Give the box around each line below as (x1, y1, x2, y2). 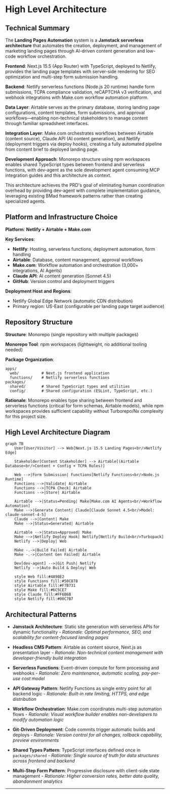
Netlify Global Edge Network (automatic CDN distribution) (12, 298, 133, 304)
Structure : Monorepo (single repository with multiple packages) (5, 331, 139, 337)
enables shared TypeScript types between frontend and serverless (5, 162, 145, 168)
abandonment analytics (12, 778, 63, 784)
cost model (21, 676, 45, 682)
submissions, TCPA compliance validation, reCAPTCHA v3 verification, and (5, 89, 162, 95)
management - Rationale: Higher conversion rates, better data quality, (12, 773, 159, 779)
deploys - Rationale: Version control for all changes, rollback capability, (12, 732, 163, 738)
